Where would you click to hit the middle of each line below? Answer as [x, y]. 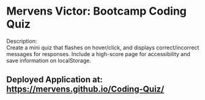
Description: [22, 41]
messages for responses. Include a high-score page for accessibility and [99, 54]
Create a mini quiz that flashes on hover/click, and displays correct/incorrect [103, 48]
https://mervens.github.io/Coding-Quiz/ [85, 89]
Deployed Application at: [54, 80]
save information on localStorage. [49, 60]
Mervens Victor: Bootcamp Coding [96, 11]
